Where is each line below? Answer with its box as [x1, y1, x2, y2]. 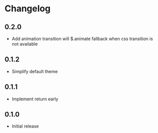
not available [11, 41, 38, 47]
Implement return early [11, 96, 59, 102]
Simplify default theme [11, 68, 58, 74]
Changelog [4, 3, 51, 14]
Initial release [11, 123, 39, 129]
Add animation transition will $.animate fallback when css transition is [11, 36, 153, 42]
